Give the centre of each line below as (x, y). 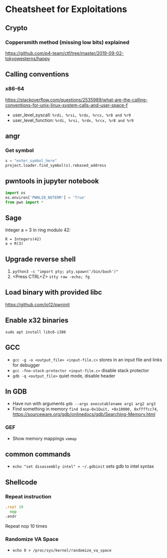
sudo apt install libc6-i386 (36, 332)
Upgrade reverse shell (41, 259)
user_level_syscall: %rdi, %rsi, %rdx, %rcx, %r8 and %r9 (72, 115)
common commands (38, 454)
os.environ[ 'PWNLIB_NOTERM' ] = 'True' (46, 198)
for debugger (26, 365)
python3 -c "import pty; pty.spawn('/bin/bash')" (65, 272)
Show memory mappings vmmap (44, 438)
